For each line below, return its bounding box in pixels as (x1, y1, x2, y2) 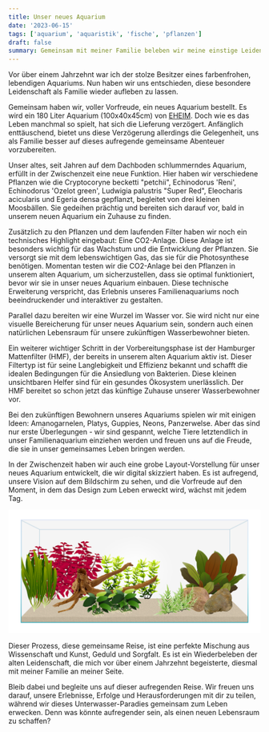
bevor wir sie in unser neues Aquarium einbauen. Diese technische (8, 278, 229, 288)
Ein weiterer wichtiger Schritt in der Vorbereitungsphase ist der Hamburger (8, 343, 255, 353)
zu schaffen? (8, 716, 51, 726)
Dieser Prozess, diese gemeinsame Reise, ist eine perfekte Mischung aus (8, 641, 250, 651)
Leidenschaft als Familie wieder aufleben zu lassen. (8, 87, 179, 96)
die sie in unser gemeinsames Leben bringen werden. (8, 444, 186, 454)
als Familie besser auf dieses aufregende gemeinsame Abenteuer (8, 136, 225, 146)
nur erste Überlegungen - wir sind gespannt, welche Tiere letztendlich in (8, 427, 248, 437)
